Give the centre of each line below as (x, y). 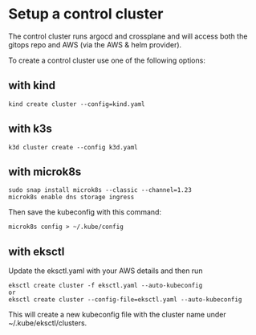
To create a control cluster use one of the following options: (107, 60)
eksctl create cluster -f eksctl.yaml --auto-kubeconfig (106, 286)
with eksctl (37, 251)
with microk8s (45, 172)
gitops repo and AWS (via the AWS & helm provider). (95, 44)
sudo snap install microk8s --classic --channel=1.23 (100, 190)
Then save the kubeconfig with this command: (85, 212)
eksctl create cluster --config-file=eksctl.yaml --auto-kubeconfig (125, 300)
